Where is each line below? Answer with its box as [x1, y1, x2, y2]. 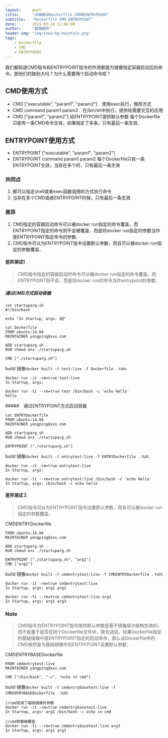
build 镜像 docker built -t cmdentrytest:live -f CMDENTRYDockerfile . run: [5, 571, 163, 577]
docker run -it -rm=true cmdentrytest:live [5, 581, 98, 586]
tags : [5, 36, 17, 41]
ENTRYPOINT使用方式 [5, 136, 75, 144]
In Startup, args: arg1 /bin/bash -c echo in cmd [5, 709, 112, 715]
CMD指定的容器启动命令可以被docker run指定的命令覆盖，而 [12, 221, 138, 227]
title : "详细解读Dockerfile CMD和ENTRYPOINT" [5, 12, 110, 17]
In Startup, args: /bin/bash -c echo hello [5, 481, 98, 486]
